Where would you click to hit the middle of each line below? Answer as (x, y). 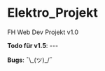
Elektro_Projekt (52, 13)
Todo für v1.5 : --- (33, 45)
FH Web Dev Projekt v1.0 (43, 32)
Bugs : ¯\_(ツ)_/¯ (30, 60)
